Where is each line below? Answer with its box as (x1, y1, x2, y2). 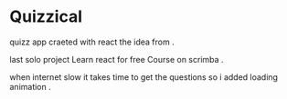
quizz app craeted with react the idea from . (9, 36, 175, 47)
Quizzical (9, 6, 83, 27)
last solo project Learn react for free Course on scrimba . (9, 54, 224, 64)
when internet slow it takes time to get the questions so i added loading (9, 71, 279, 83)
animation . (9, 81, 52, 92)
